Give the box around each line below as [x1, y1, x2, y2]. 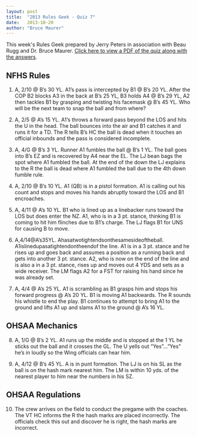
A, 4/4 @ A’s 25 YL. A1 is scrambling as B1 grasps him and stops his [14, 285, 178, 292]
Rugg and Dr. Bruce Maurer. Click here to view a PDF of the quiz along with [6, 48, 188, 55]
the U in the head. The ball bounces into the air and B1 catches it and [14, 123, 181, 130]
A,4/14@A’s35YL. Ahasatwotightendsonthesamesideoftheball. [14, 236, 164, 244]
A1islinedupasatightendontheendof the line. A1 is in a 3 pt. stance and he [14, 243, 189, 250]
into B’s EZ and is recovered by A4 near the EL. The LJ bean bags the [14, 153, 182, 160]
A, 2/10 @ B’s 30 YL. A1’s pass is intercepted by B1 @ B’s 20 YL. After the [14, 86, 191, 93]
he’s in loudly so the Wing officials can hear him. [14, 349, 132, 356]
